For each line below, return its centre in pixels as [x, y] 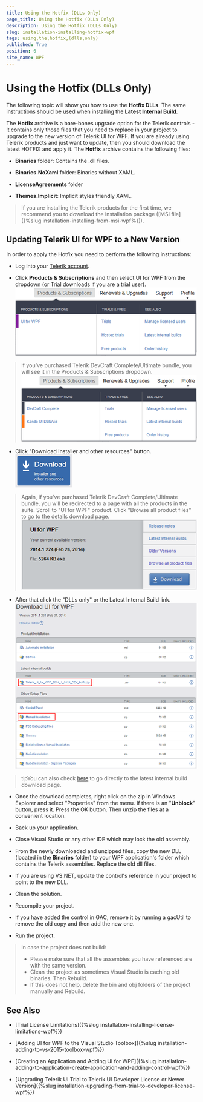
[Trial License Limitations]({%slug [57, 1025]
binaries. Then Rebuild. [59, 978]
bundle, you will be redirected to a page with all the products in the [104, 503]
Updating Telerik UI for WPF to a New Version [93, 240]
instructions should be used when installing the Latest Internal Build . [92, 111]
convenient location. [40, 816]
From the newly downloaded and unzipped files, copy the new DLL [98, 851]
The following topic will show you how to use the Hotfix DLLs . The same [96, 105]
